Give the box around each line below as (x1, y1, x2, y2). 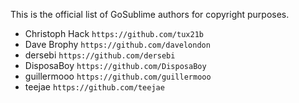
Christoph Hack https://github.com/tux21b (24, 28, 204, 39)
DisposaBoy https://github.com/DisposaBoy (24, 60, 207, 71)
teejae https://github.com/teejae (24, 81, 165, 93)
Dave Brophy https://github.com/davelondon (24, 39, 211, 50)
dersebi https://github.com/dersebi (24, 49, 176, 61)
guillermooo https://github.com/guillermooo (24, 70, 212, 82)
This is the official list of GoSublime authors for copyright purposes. (10, 9, 290, 20)
